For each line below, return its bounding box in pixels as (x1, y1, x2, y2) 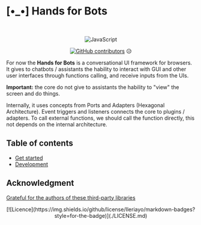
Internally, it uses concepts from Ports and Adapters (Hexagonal (6, 101, 165, 109)
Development (14, 161, 49, 168)
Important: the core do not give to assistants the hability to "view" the (6, 83, 179, 91)
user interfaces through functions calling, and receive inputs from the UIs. (6, 72, 189, 79)
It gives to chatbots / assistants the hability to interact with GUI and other (6, 65, 187, 73)
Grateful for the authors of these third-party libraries (6, 194, 136, 201)
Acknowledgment (6, 178, 74, 188)
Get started (14, 154, 43, 161)
